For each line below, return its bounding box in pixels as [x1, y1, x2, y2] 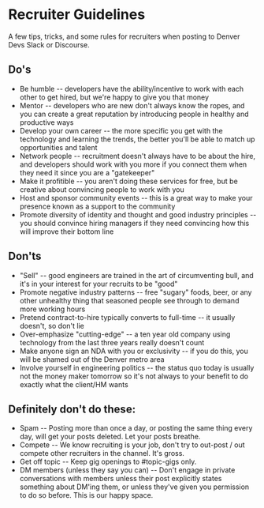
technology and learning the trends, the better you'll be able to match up [19, 134, 255, 144]
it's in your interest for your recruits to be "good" [19, 279, 178, 288]
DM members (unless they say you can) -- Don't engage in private [19, 465, 236, 475]
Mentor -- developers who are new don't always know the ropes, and [19, 100, 245, 110]
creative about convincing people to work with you [19, 184, 185, 194]
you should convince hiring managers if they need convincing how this [19, 218, 250, 228]
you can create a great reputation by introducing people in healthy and [19, 109, 249, 119]
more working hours [19, 304, 86, 314]
